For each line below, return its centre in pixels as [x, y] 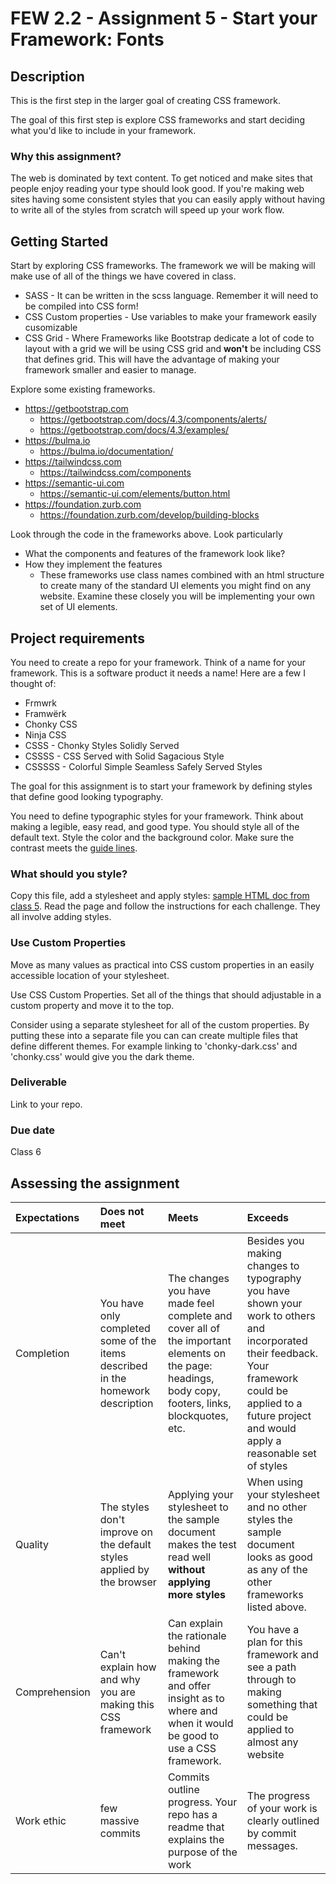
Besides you [275, 1240]
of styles [267, 1465]
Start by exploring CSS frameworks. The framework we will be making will [163, 266]
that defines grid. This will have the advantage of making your [152, 359]
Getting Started [59, 241]
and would [271, 1428]
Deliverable [39, 1082]
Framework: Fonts [87, 39]
